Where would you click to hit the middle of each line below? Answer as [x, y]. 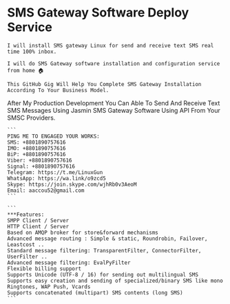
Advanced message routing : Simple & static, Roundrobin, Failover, [107, 239]
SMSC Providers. [31, 118]
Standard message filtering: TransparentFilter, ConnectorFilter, [104, 250]
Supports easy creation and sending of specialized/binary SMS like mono [115, 281]
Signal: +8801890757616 [41, 166]
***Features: [26, 215]
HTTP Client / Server [38, 226]
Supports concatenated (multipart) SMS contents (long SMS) [95, 293]
